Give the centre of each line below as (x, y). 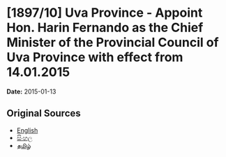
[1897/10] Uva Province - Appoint (105, 13)
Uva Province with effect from (95, 58)
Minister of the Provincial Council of (113, 43)
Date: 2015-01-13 (31, 91)
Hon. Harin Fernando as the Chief (105, 28)
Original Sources (44, 113)
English (27, 130)
